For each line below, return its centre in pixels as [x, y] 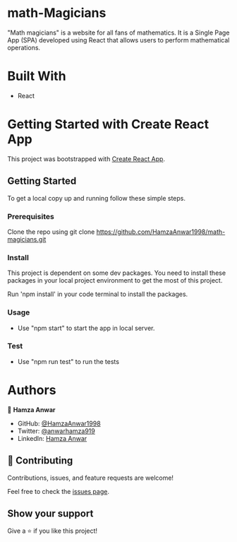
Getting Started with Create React [108, 124]
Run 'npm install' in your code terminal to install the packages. [98, 294]
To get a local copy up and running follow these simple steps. [96, 198]
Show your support [50, 513]
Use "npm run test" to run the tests [68, 361]
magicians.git [27, 239]
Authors [32, 390]
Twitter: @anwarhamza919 [56, 431]
